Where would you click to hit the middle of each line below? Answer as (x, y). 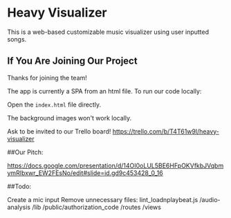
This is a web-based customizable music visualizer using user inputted (108, 32)
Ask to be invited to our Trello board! (59, 131)
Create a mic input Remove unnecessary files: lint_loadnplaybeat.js (103, 199)
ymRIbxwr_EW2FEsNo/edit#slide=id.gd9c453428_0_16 (85, 173)
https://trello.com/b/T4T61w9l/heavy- (166, 131)
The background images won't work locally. (70, 118)
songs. (17, 39)
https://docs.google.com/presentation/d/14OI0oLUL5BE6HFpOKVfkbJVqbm (115, 165)
